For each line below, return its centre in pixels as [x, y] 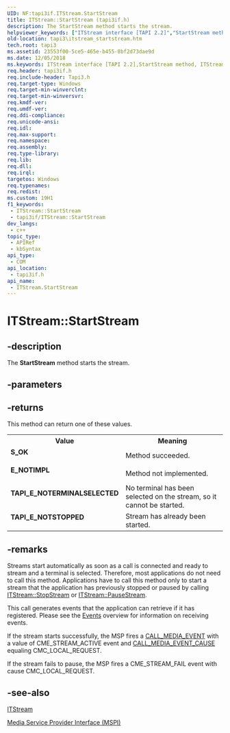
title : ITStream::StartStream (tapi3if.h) [68, 20]
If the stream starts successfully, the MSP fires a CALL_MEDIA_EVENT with [113, 636]
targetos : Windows [33, 179]
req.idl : [20, 128]
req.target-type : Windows [44, 84]
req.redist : [24, 192]
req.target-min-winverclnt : [47, 90]
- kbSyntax [25, 249]
